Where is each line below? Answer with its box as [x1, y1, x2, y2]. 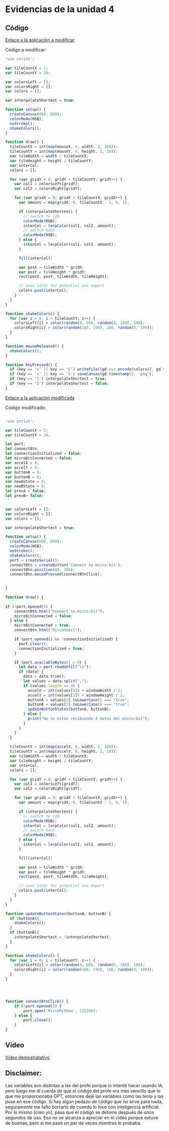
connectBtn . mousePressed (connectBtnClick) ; [10, 572, 102, 577]
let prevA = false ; [5, 488, 46, 494]
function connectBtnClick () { [5, 999, 69, 1004]
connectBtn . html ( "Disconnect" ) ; [14, 628, 82, 633]
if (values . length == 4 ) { [23, 683, 80, 688]
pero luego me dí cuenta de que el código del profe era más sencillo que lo [5, 1088, 161, 1094]
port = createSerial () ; [10, 557, 59, 563]
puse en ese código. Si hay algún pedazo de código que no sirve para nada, [5, 1098, 163, 1104]
